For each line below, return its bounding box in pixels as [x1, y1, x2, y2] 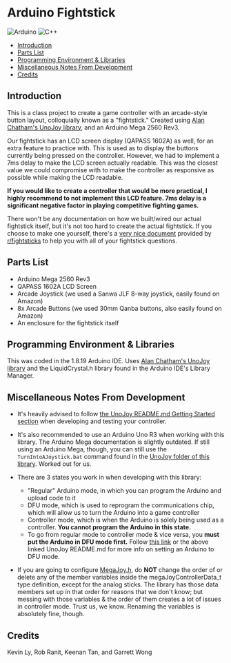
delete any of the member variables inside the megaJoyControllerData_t [17, 573, 222, 582]
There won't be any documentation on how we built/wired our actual [7, 214, 202, 223]
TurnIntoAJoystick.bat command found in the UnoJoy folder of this [17, 453, 210, 461]
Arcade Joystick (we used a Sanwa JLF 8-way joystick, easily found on [17, 289, 220, 298]
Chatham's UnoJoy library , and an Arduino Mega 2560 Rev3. [7, 123, 180, 132]
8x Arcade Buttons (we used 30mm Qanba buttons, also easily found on [17, 304, 222, 312]
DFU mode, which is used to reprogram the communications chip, [27, 501, 215, 509]
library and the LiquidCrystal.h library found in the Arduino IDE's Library [7, 364, 210, 373]
